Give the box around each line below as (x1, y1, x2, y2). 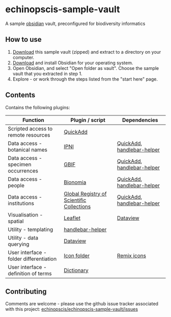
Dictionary (64, 266, 89, 274)
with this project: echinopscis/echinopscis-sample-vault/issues (5, 306, 138, 312)
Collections (64, 203, 91, 210)
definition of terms (8, 270, 52, 277)
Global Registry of (64, 190, 107, 197)
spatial (8, 217, 24, 225)
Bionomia (64, 179, 87, 186)
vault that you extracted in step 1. (12, 70, 82, 77)
